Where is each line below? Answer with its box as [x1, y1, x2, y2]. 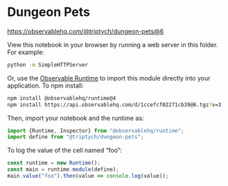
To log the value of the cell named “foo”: [7, 146, 123, 155]
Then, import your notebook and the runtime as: [7, 114, 144, 122]
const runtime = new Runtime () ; [7, 160, 100, 167]
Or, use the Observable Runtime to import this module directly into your [7, 74, 211, 82]
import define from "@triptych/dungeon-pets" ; [7, 133, 144, 141]
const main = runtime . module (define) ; [7, 166, 119, 174]
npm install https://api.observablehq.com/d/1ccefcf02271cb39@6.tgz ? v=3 [7, 101, 222, 108]
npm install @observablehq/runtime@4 [7, 94, 116, 101]
